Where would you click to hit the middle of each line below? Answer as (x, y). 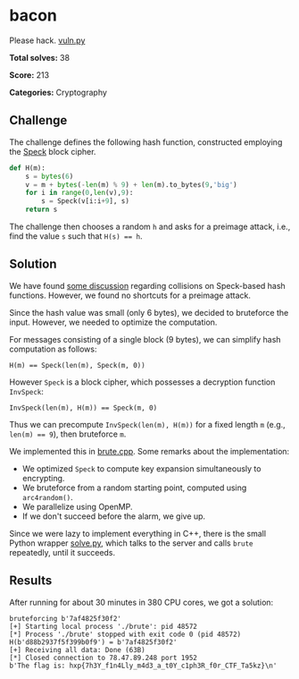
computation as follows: (53, 349)
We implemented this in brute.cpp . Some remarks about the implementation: (149, 451)
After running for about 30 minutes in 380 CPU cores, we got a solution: (141, 602)
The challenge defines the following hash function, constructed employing (146, 142)
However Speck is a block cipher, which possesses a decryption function (142, 382)
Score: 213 (29, 75)
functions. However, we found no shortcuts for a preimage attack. (130, 295)
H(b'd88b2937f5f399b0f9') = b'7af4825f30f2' (93, 642)
